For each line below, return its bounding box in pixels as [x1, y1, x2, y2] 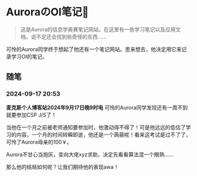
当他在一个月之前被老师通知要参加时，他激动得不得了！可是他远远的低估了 [6, 124, 186, 131]
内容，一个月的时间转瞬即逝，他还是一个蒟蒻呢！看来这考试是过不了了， [16, 131, 191, 138]
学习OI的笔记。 [11, 53, 48, 60]
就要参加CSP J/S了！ [6, 111, 57, 118]
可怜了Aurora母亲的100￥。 [6, 138, 72, 145]
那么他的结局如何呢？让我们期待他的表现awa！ [6, 163, 119, 170]
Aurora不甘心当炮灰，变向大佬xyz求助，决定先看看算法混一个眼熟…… [6, 151, 174, 158]
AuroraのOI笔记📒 [6, 5, 89, 19]
